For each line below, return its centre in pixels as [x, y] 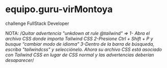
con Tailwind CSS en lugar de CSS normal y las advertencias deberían [80, 55]
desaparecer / [20, 60]
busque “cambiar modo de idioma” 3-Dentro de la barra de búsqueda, [80, 44]
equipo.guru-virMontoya [59, 9]
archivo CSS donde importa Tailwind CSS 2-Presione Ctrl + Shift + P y [79, 39]
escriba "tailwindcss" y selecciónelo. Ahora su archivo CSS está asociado [84, 49]
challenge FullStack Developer [37, 23]
